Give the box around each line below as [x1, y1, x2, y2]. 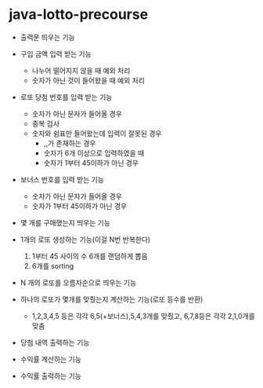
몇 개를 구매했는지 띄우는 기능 [20, 218, 110, 227]
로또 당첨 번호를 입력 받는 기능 [20, 92, 113, 101]
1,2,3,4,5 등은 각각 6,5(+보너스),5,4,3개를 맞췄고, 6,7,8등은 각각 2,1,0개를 [31, 311, 255, 320]
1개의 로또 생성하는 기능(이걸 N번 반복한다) [20, 234, 151, 244]
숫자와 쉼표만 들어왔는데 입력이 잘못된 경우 [31, 128, 163, 138]
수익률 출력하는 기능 [20, 371, 81, 380]
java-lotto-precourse [9, 5, 149, 24]
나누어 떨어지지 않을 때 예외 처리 [31, 65, 131, 75]
